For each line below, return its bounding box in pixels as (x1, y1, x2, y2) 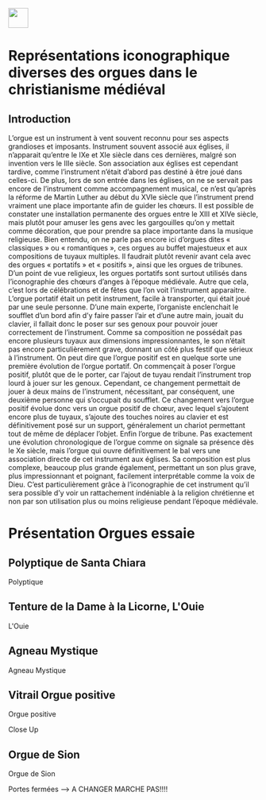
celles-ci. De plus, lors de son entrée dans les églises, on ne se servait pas (8, 176, 253, 184)
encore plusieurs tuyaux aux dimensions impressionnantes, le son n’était (8, 336, 246, 345)
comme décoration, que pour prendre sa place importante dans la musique (8, 227, 254, 235)
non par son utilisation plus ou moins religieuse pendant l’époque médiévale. (8, 497, 259, 506)
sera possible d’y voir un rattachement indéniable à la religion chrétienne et (8, 488, 255, 497)
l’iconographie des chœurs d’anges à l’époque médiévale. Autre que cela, (8, 277, 249, 286)
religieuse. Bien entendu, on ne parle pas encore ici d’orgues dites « (8, 235, 231, 244)
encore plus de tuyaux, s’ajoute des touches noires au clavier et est (8, 412, 229, 421)
